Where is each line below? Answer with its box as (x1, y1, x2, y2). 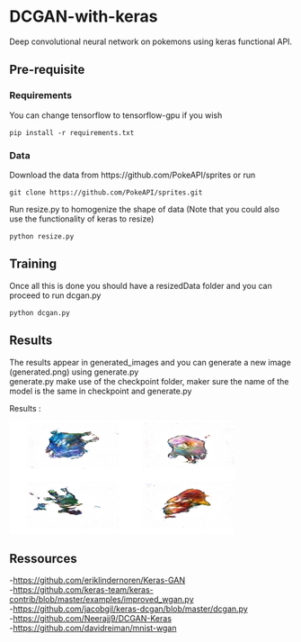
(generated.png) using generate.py (9, 366, 139, 377)
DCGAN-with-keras (9, 6, 158, 27)
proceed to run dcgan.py (9, 290, 102, 301)
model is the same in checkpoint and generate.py (9, 385, 192, 396)
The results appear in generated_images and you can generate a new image (9, 357, 292, 367)
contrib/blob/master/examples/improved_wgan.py (9, 594, 194, 605)
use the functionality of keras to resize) (9, 213, 155, 224)
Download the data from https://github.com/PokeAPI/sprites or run (9, 169, 256, 180)
